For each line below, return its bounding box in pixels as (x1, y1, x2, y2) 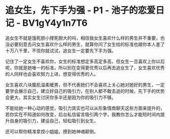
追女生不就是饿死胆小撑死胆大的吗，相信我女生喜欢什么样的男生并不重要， (5, 35, 160, 41)
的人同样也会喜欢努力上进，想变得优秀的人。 (5, 71, 99, 77)
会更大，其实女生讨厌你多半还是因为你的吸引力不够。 (5, 94, 116, 100)
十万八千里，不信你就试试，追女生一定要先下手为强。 (5, 48, 116, 54)
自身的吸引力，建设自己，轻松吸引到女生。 (9, 117, 99, 124)
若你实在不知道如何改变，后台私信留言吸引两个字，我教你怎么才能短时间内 (5, 111, 160, 117)
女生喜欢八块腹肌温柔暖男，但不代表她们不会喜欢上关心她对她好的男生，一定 (5, 81, 165, 87)
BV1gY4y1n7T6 (22, 17, 88, 29)
